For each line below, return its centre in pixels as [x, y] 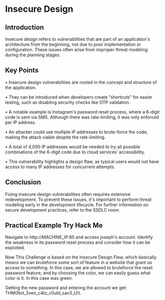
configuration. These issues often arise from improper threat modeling [76, 50]
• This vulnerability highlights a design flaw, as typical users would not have [82, 161]
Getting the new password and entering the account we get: [66, 288]
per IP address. [20, 122]
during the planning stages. [33, 55]
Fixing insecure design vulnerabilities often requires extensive [68, 194]
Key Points [22, 70]
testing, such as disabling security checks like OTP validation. [68, 102]
